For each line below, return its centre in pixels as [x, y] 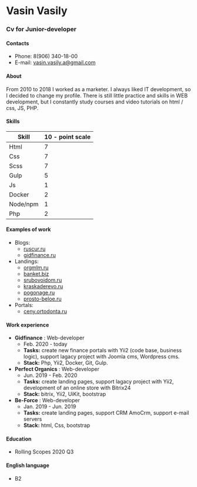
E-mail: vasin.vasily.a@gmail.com [55, 62]
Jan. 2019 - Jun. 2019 [50, 406]
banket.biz [36, 273]
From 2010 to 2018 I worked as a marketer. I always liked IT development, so [98, 89]
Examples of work [29, 229]
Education [19, 439]
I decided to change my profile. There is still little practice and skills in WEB [97, 95]
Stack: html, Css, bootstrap [57, 425]
